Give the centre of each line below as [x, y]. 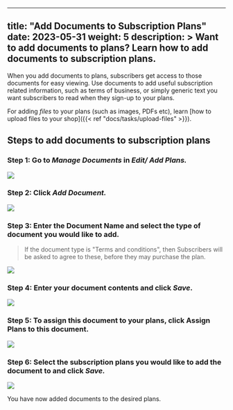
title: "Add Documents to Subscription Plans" [107, 26]
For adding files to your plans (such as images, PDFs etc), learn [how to [109, 111]
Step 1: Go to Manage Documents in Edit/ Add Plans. [97, 161]
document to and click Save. [56, 370]
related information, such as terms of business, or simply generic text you [113, 90]
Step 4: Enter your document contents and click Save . [100, 288]
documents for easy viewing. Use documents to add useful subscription [110, 83]
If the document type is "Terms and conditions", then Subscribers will [123, 249]
